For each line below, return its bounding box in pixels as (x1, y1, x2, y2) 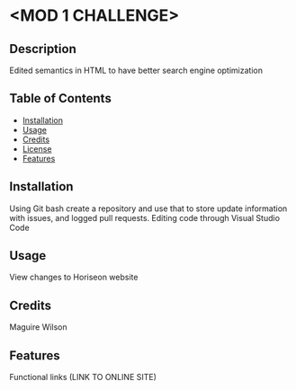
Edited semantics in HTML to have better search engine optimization (9, 65, 264, 75)
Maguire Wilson (9, 322, 67, 332)
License (22, 143, 52, 154)
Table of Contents (9, 91, 112, 106)
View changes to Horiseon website (9, 271, 139, 283)
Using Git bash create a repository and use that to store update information (9, 203, 288, 214)
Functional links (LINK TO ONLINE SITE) (9, 372, 157, 383)
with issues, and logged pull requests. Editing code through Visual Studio (9, 212, 281, 223)
